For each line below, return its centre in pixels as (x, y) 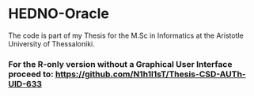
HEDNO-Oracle (59, 14)
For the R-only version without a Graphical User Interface (120, 64)
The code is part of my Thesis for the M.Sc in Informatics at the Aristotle (126, 35)
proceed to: (31, 74)
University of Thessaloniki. (51, 43)
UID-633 (25, 83)
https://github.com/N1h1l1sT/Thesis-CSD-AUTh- (151, 74)
